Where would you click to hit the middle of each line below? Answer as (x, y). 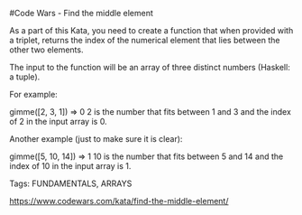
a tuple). (25, 77)
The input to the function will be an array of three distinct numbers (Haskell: (150, 67)
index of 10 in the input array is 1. (70, 166)
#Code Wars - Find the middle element (81, 13)
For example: (34, 94)
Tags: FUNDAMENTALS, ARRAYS (71, 183)
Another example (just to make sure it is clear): (96, 139)
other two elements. (46, 50)
